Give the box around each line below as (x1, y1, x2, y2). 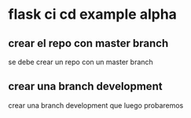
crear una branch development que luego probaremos (8, 100, 184, 110)
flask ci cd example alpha (8, 5, 177, 23)
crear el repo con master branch (8, 37, 169, 50)
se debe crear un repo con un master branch (8, 57, 153, 66)
